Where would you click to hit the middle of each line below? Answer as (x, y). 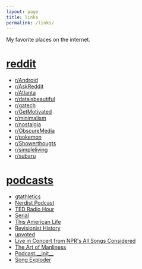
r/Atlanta (25, 93)
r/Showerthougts (35, 143)
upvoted (25, 234)
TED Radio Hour (34, 209)
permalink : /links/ (30, 23)
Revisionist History (37, 228)
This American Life (38, 222)
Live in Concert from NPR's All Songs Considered (75, 241)
